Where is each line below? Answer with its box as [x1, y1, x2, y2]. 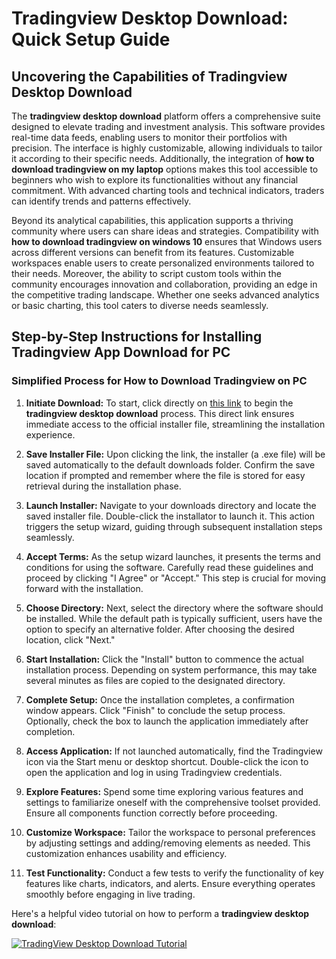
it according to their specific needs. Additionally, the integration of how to [11, 153, 315, 164]
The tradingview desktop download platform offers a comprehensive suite [11, 110, 321, 122]
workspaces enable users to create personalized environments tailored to [11, 257, 315, 269]
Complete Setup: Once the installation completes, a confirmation [25, 693, 295, 706]
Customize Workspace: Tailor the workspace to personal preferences [25, 826, 316, 838]
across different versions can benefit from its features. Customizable [11, 247, 295, 258]
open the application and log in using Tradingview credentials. [25, 766, 283, 778]
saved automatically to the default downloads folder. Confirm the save [25, 458, 316, 471]
